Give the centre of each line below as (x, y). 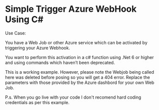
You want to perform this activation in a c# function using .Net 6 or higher (79, 57)
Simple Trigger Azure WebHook (71, 9)
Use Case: (15, 33)
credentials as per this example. (37, 102)
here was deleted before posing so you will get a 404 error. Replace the (78, 77)
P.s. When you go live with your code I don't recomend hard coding (73, 97)
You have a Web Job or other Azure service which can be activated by (76, 42)
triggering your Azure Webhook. (38, 48)
